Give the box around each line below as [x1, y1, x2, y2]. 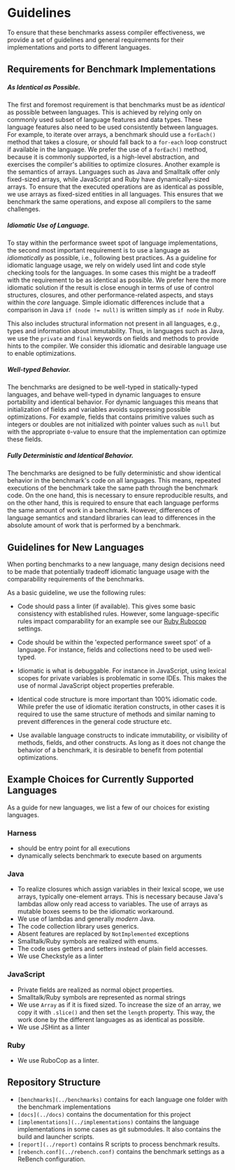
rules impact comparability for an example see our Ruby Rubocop [17, 617, 207, 626]
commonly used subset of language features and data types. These [7, 116, 203, 124]
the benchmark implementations [17, 1103, 111, 1111]
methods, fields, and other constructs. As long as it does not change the [17, 739, 226, 747]
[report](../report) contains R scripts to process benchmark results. [17, 1140, 220, 1148]
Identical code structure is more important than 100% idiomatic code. [17, 695, 218, 704]
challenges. [7, 205, 41, 213]
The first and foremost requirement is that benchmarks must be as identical [7, 100, 225, 109]
